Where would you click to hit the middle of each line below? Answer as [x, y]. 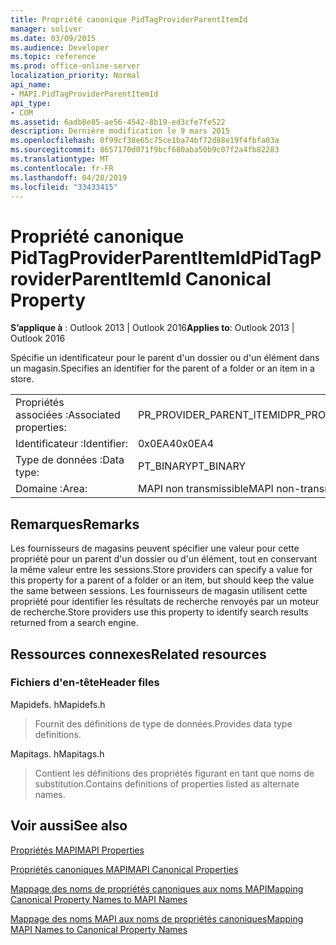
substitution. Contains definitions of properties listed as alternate [167, 783]
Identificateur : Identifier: [71, 444]
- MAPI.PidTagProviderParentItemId [84, 94]
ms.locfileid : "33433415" [64, 187]
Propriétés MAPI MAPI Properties [77, 850]
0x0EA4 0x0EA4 [176, 444]
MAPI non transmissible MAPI [205, 489]
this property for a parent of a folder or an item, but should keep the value [162, 580]
